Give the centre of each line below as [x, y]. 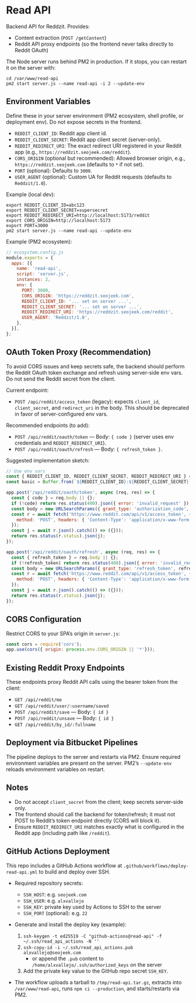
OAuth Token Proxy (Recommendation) [79, 352]
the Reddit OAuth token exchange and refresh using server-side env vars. [94, 372]
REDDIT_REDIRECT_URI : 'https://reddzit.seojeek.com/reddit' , [97, 312]
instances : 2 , [34, 280]
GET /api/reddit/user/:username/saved [62, 706]
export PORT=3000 [27, 225]
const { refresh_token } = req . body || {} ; [65, 557]
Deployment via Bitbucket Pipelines [72, 743]
